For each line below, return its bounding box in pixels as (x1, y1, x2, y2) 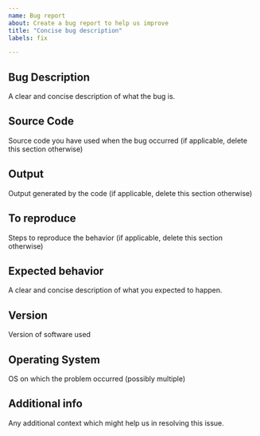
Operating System (8, 352, 101, 367)
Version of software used (8, 330, 91, 340)
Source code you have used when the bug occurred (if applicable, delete (8, 136, 248, 145)
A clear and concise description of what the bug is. (8, 92, 176, 101)
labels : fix (8, 33, 48, 42)
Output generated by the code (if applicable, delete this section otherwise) (8, 188, 253, 198)
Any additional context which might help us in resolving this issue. (8, 418, 224, 427)
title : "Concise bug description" (8, 26, 123, 34)
